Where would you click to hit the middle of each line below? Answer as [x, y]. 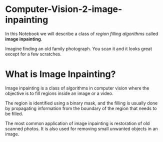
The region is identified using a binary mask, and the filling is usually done [81, 103]
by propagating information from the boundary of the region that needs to [81, 108]
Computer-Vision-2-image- [64, 9]
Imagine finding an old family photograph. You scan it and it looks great [79, 48]
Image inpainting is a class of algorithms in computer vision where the [77, 88]
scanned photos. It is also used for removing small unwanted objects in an [82, 128]
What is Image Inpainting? [60, 74]
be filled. [14, 113]
